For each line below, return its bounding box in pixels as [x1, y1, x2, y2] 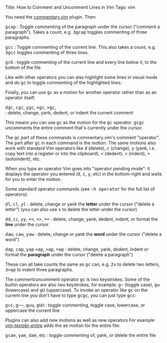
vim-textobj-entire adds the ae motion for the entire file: [5, 322, 120, 328]
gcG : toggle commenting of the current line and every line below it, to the [5, 59, 157, 65]
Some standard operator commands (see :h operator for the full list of [5, 186, 155, 192]
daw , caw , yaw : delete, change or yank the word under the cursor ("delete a [5, 231, 162, 237]
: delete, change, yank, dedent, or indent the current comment [5, 110, 133, 116]
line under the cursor [5, 221, 49, 227]
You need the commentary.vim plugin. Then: [5, 14, 96, 20]
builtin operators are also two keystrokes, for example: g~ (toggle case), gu [5, 282, 160, 288]
